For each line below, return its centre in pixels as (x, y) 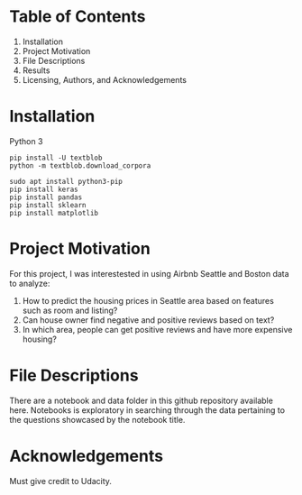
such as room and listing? (70, 310)
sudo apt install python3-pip (66, 181)
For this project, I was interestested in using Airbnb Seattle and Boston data (150, 273)
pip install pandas (46, 197)
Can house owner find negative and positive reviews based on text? (148, 320)
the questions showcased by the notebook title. (97, 419)
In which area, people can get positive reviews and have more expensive (157, 329)
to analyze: (30, 283)
